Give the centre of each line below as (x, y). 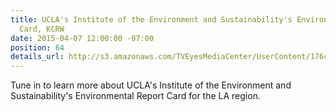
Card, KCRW (42, 29)
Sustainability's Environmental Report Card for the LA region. (135, 96)
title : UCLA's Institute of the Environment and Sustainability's (151, 19)
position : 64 (37, 47)
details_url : (37, 57)
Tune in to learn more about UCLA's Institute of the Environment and (151, 85)
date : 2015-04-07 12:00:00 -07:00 (82, 38)
